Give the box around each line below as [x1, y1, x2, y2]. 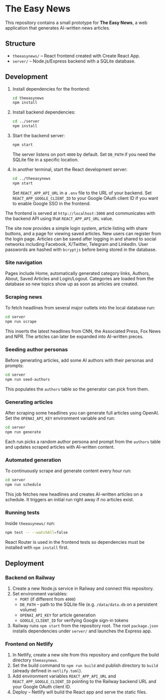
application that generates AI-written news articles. [5, 25, 111, 31]
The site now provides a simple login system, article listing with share [5, 225, 148, 231]
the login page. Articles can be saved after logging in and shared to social [5, 236, 157, 242]
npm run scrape [5, 319, 37, 324]
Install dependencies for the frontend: [12, 86, 90, 92]
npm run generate [5, 430, 41, 435]
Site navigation [5, 259, 42, 266]
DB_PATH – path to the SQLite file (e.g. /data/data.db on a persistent [19, 601, 158, 607]
